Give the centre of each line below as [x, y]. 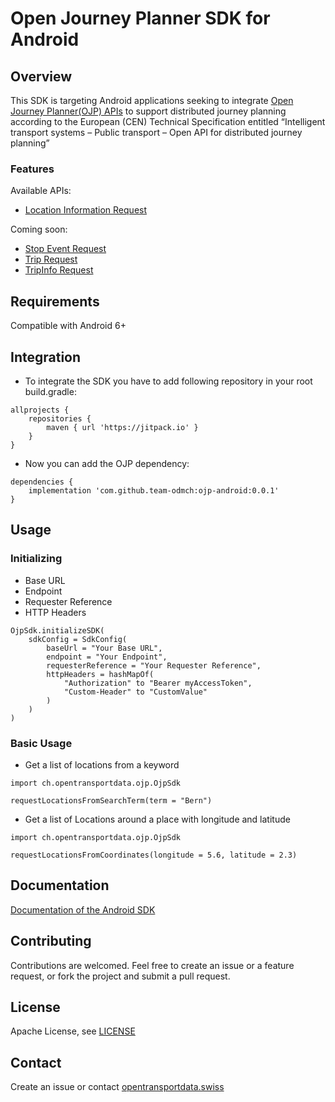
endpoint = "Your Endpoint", [107, 657]
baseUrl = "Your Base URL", [104, 648]
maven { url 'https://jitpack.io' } [122, 427]
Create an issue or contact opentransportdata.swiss [117, 1087]
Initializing [36, 559]
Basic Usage [41, 743]
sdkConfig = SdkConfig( [78, 639]
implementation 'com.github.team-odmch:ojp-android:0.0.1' [154, 490]
